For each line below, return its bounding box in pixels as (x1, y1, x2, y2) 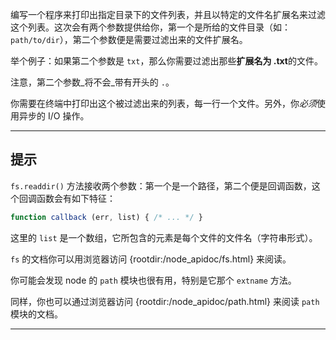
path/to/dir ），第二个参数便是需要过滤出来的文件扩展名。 (10, 34, 248, 45)
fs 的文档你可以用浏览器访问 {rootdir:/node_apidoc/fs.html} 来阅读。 (10, 253, 292, 265)
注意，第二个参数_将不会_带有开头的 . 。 (10, 76, 175, 88)
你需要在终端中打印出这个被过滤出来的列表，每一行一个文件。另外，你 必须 (10, 98, 317, 109)
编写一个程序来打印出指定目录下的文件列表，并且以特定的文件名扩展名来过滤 (10, 9, 326, 20)
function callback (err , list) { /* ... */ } (10, 212, 203, 222)
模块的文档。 (10, 308, 63, 320)
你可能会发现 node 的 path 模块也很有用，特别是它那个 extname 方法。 (10, 274, 297, 286)
